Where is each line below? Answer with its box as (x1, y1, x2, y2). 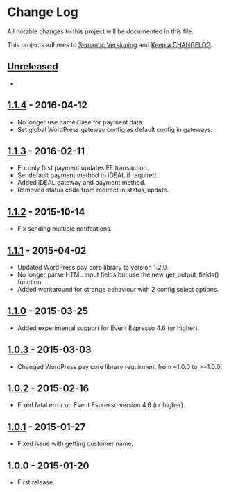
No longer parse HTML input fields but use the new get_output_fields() (17, 270, 219, 279)
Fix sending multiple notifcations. (17, 224, 112, 233)
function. (17, 278, 44, 286)
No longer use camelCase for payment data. (17, 117, 144, 126)
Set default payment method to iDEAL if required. (17, 171, 158, 179)
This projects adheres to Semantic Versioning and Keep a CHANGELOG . (7, 40, 213, 49)
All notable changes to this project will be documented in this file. (7, 27, 194, 35)
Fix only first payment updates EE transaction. (17, 164, 149, 172)
